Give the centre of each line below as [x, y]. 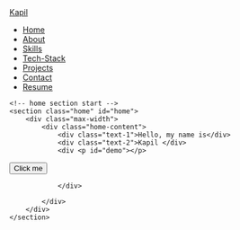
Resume [37, 87]
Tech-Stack [44, 58]
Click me [28, 168]
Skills [32, 49]
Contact [37, 77]
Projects [38, 68]
